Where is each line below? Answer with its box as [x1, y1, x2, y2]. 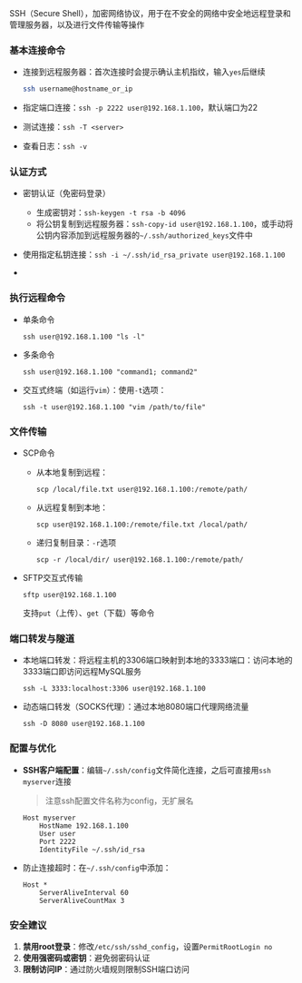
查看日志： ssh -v [22, 141, 88, 152]
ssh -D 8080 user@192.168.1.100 [22, 720, 145, 729]
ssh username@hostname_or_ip [22, 84, 133, 93]
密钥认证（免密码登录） [22, 188, 111, 199]
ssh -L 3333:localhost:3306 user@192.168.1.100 [22, 684, 206, 693]
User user [39, 829, 76, 838]
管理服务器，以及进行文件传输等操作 [9, 19, 145, 30]
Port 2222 [39, 837, 76, 846]
